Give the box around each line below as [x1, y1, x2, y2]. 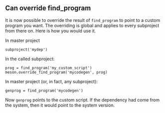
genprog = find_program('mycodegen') [5, 88, 83, 93]
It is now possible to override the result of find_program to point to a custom [5, 17, 161, 23]
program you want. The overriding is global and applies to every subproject [5, 22, 160, 28]
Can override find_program [5, 4, 91, 12]
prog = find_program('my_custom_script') [5, 65, 92, 70]
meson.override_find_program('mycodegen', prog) [5, 70, 108, 75]
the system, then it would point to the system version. [5, 102, 115, 108]
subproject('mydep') [5, 47, 48, 52]
